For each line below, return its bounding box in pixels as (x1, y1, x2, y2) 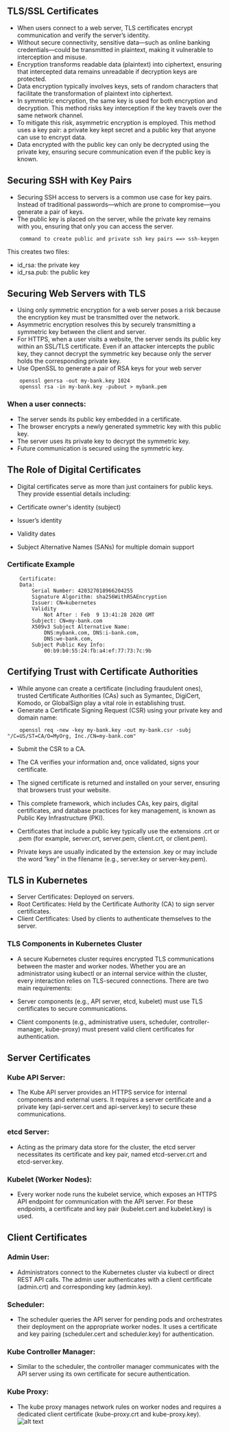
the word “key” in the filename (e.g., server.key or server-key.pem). (16, 855, 208, 863)
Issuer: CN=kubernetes (32, 599, 97, 606)
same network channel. (16, 111, 84, 119)
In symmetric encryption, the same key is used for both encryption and (16, 96, 218, 105)
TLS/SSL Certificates (7, 5, 99, 17)
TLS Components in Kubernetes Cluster (7, 939, 143, 948)
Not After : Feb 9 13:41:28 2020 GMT (43, 611, 155, 618)
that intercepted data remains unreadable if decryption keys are (16, 67, 197, 75)
